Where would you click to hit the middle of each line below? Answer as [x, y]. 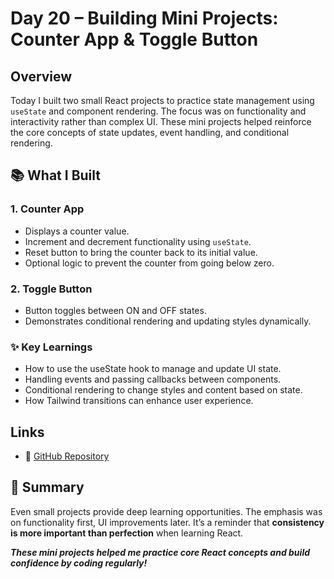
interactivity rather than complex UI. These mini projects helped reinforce [161, 121]
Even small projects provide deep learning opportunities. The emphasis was [166, 511]
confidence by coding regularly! [79, 563]
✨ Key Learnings [51, 347]
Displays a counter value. [77, 231]
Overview [41, 76]
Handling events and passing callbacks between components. [153, 379]
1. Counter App [47, 209]
